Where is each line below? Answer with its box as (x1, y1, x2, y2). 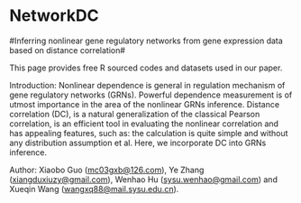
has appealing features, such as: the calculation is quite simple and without (9, 127, 288, 138)
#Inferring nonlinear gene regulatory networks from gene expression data (9, 35, 284, 46)
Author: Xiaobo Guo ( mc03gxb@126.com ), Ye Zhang (9, 164, 205, 175)
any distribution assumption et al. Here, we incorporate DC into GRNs (9, 137, 267, 148)
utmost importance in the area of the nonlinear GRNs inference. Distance (9, 98, 280, 109)
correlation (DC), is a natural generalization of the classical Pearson (9, 108, 260, 119)
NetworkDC (9, 5, 99, 26)
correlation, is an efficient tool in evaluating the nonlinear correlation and (9, 118, 279, 129)
